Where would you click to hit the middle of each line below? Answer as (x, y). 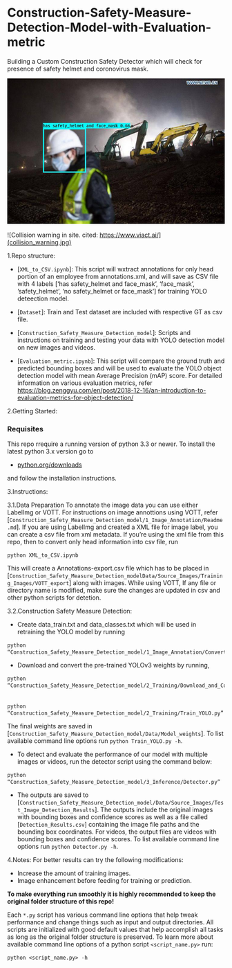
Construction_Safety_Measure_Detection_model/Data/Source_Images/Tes (122, 803)
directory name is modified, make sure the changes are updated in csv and (114, 591)
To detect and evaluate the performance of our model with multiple (113, 754)
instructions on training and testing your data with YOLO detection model (121, 340)
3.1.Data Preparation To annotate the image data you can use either (103, 505)
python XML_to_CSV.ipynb (43, 555)
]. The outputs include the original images (154, 810)
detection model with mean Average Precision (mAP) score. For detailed (119, 375)
